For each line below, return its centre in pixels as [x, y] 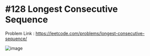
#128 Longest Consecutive [62, 9]
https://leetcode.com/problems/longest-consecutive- [90, 33]
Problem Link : [20, 33]
